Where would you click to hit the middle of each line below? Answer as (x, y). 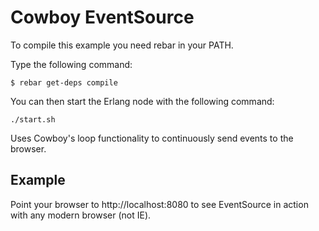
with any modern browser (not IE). (81, 215)
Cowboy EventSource (102, 17)
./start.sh (33, 119)
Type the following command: (71, 64)
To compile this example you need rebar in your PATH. (122, 45)
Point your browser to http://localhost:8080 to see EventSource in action (159, 204)
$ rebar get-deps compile (64, 82)
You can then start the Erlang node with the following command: (142, 101)
